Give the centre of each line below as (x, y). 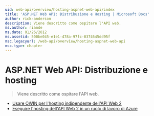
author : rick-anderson (28, 19)
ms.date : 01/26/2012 (26, 32)
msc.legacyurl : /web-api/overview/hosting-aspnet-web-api (65, 41)
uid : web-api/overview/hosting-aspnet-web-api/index (60, 10)
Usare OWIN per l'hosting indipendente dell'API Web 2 (67, 103)
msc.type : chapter (24, 46)
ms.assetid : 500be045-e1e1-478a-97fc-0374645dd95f (58, 37)
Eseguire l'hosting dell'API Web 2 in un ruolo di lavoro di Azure (75, 108)
